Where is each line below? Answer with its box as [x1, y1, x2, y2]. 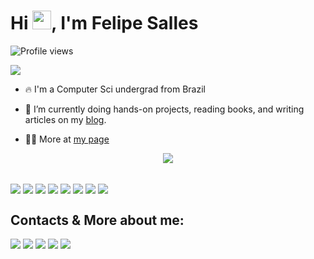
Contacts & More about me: [10, 211, 185, 229]
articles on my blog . [24, 113, 107, 125]
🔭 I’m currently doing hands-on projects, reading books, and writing [24, 103, 305, 115]
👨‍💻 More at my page [24, 133, 110, 145]
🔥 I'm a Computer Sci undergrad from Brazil [24, 83, 206, 95]
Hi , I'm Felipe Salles [10, 12, 199, 35]
